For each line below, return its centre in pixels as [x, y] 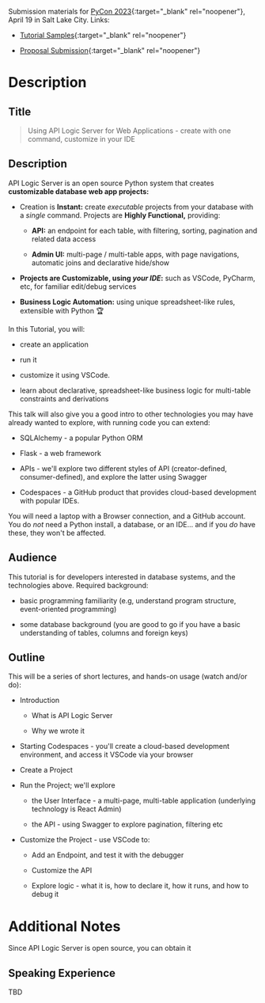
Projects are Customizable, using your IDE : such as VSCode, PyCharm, [137, 278]
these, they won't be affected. [57, 533]
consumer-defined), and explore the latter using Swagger [114, 477]
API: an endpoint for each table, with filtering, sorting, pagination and [144, 230]
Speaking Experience [62, 973]
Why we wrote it [58, 731]
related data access [64, 239]
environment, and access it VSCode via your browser [106, 754]
